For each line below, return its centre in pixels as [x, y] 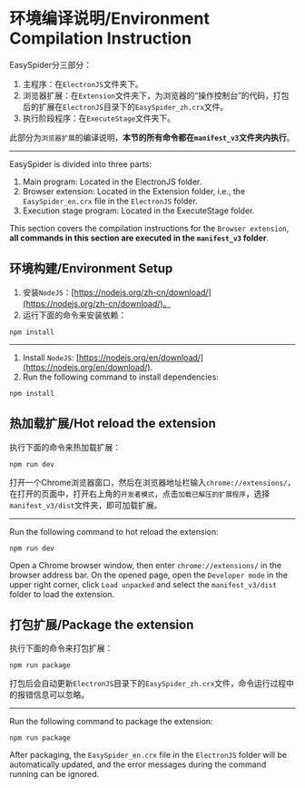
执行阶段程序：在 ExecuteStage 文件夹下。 [98, 118]
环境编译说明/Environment [110, 19]
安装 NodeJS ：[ [48, 292]
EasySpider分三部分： [51, 64]
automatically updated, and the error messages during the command [138, 764]
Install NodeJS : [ [51, 357]
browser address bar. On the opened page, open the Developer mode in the [149, 575]
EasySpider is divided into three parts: [81, 163]
